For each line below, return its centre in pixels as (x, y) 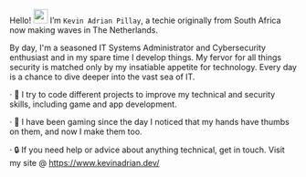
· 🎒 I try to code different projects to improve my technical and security (142, 94)
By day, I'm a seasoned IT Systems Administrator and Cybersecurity (138, 47)
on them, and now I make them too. (76, 131)
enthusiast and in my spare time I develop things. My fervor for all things (145, 57)
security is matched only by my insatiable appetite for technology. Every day (153, 67)
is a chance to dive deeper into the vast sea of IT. (102, 77)
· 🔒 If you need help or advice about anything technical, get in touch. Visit (147, 150)
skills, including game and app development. (93, 104)
